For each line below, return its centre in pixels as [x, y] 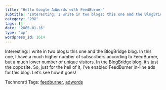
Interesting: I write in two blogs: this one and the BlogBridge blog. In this [78, 51]
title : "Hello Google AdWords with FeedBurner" [55, 10]
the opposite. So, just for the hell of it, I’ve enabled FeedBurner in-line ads [80, 67]
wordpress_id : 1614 [25, 38]
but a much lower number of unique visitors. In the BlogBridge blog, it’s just [82, 62]
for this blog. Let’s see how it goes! [41, 72]
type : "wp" [16, 33]
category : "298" [22, 19]
